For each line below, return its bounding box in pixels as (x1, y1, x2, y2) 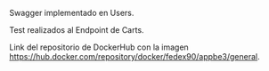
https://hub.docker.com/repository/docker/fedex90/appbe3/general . (9, 51, 260, 61)
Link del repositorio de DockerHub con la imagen (9, 42, 189, 52)
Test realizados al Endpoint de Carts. (9, 25, 144, 35)
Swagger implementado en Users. (9, 8, 134, 18)
